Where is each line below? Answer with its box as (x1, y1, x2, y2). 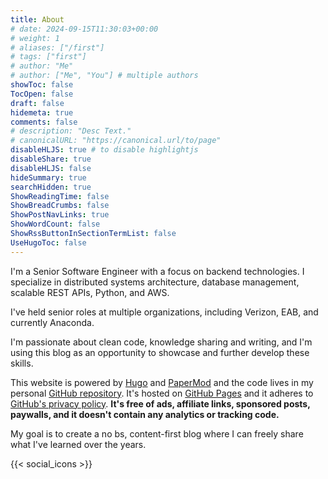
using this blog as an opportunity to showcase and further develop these (10, 346, 310, 358)
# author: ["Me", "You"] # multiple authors (10, 71, 199, 81)
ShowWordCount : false (10, 219, 101, 230)
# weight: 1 (10, 33, 60, 43)
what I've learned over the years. (10, 438, 147, 450)
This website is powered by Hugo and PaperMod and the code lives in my (10, 376, 314, 388)
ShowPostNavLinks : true (10, 210, 110, 220)
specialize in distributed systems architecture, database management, (10, 276, 300, 288)
